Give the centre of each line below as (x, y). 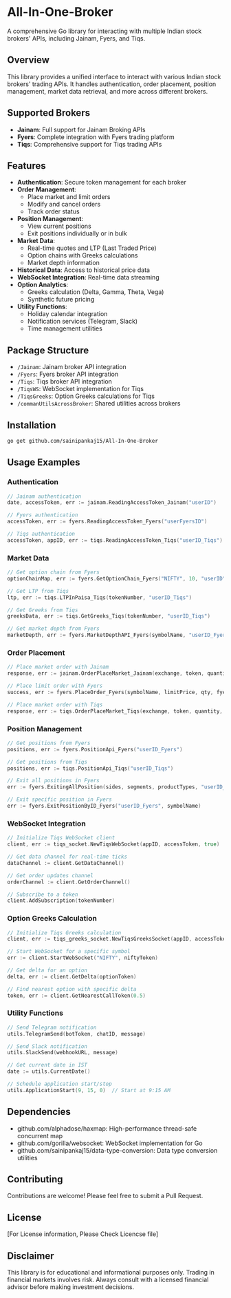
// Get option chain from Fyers (53, 572)
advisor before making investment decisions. (71, 1287)
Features (26, 166)
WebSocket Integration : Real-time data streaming (88, 278)
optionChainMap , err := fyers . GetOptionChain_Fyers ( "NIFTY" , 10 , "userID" (117, 578)
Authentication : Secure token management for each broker (102, 182)
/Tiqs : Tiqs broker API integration (64, 381)
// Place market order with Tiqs (55, 704)
